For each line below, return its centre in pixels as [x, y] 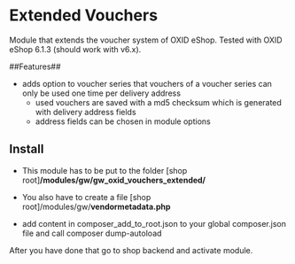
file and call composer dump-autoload [92, 233]
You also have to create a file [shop [86, 197]
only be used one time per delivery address [101, 93]
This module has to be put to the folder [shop [105, 170]
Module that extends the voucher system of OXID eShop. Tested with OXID [146, 40]
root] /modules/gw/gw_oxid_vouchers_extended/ [114, 180]
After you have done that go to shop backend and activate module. [131, 250]
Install [27, 149]
